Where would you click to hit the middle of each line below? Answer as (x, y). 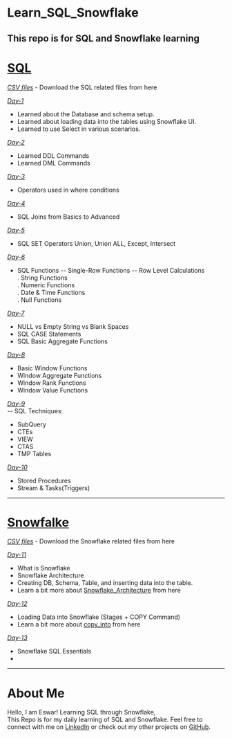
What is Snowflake (43, 568)
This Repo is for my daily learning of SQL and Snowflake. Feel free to (105, 720)
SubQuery (32, 424)
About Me (36, 693)
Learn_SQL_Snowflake (73, 13)
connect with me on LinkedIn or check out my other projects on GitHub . (109, 727)
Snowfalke (38, 522)
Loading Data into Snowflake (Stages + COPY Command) (99, 617)
